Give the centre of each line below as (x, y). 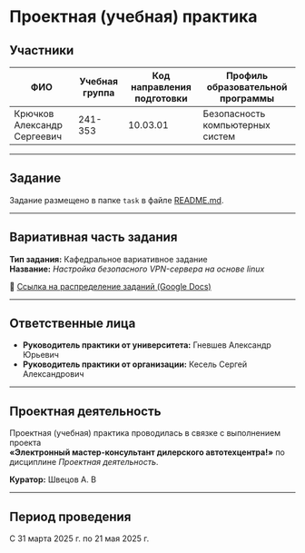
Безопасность (234, 114)
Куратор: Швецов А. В (53, 479)
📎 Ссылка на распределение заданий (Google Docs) (110, 286)
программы (247, 99)
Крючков (34, 114)
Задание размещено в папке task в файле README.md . (117, 200)
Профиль (247, 76)
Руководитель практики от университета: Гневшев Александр (147, 345)
